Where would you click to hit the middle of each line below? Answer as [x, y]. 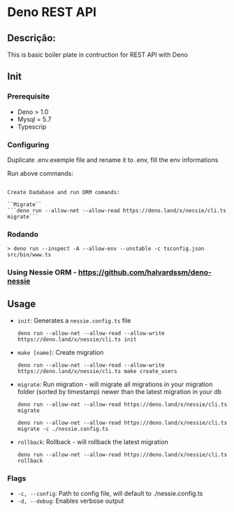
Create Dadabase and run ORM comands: [64, 192]
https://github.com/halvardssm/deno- [145, 272]
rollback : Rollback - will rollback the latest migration [93, 442]
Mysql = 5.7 [34, 119]
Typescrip [32, 126]
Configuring [28, 145]
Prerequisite [29, 96]
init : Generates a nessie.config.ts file [74, 321]
